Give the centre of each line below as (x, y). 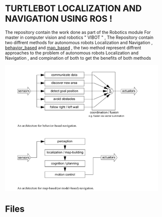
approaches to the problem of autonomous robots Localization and (72, 53)
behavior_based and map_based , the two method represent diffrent (73, 48)
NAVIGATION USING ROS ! (59, 19)
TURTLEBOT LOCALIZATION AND (73, 8)
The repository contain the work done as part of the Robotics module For (78, 32)
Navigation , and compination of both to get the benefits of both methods (78, 58)
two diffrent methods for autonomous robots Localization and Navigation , (79, 42)
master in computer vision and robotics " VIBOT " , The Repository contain (79, 37)
